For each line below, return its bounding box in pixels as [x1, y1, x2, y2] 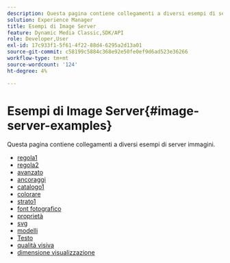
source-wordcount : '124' [7, 61, 78, 68]
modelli [16, 227, 38, 235]
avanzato [16, 168, 43, 176]
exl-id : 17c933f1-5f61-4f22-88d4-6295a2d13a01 [7, 42, 142, 49]
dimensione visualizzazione [16, 249, 95, 257]
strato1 [16, 197, 36, 206]
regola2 [16, 161, 39, 169]
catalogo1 [16, 183, 44, 191]
